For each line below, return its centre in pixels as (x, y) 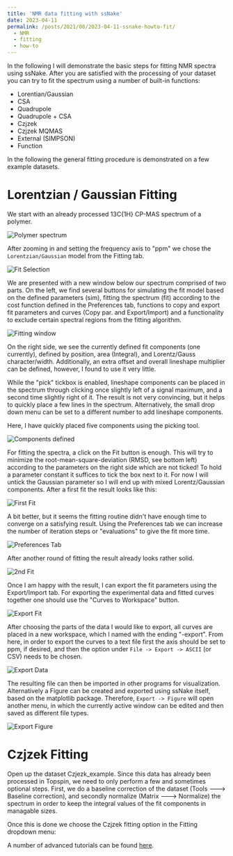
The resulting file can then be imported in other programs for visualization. (114, 683)
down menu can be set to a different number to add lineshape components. (115, 412)
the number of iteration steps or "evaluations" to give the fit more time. (109, 531)
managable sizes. (32, 811)
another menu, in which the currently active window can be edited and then (115, 705)
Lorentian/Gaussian (45, 94)
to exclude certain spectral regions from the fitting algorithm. (95, 319)
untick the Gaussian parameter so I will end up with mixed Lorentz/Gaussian (116, 482)
